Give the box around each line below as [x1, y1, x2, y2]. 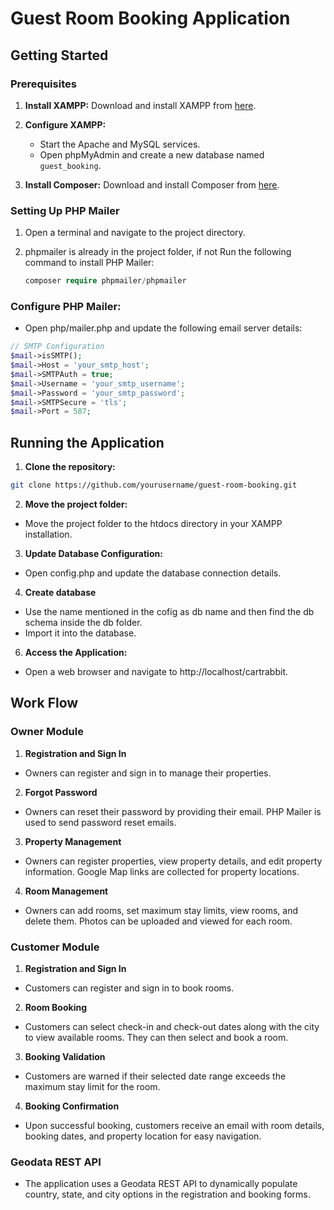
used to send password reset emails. [24, 816, 177, 828]
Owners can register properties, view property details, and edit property [24, 855, 323, 867]
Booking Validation [24, 1051, 106, 1063]
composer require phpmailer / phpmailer [24, 276, 187, 286]
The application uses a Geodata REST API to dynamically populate [24, 1178, 298, 1190]
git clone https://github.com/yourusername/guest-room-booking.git [10, 480, 298, 491]
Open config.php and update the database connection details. [24, 567, 282, 579]
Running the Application [10, 434, 165, 451]
